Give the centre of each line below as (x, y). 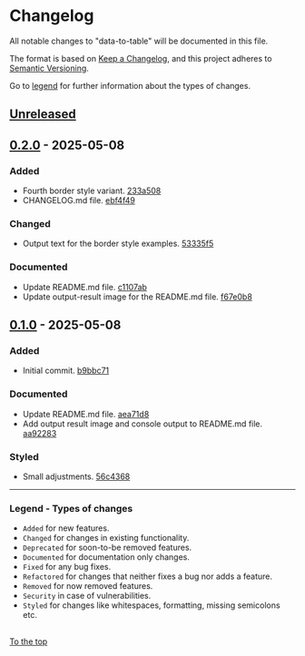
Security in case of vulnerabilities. (87, 596)
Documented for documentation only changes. (106, 557)
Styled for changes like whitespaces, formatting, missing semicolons (151, 605)
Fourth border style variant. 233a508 (92, 191)
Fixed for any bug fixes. (67, 567)
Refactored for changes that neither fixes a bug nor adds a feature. (148, 576)
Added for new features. (66, 528)
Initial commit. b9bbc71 (66, 371)
